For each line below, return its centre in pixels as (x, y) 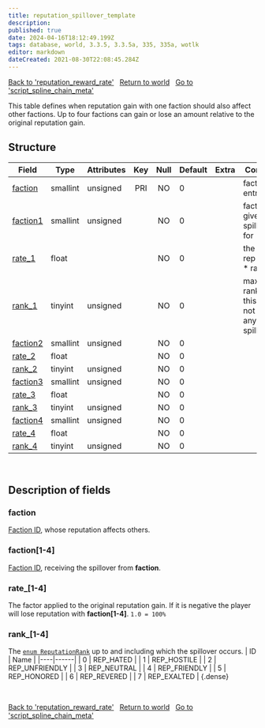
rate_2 (24, 356)
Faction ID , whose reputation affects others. (79, 530)
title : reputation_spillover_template (72, 15)
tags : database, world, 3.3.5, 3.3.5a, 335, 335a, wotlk (104, 45)
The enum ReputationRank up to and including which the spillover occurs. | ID (132, 651)
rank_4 (25, 446)
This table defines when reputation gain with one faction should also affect (129, 106)
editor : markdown (37, 52)
